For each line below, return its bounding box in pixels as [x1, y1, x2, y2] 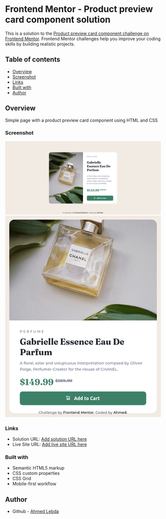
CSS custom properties [12, 470, 60, 476]
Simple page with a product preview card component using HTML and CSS [5, 117, 158, 123]
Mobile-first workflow [12, 481, 57, 487]
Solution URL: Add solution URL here [12, 436, 87, 442]
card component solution [5, 14, 111, 25]
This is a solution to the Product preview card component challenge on [5, 30, 149, 36]
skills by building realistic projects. [5, 41, 75, 47]
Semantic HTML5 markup [12, 465, 65, 471]
